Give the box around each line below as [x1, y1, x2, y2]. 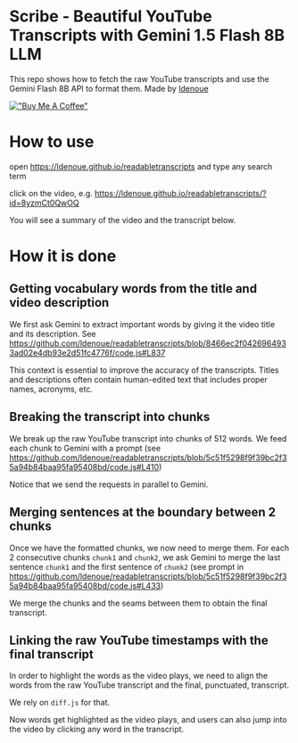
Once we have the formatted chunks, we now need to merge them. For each [9, 542, 290, 553]
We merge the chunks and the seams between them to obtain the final [9, 598, 268, 608]
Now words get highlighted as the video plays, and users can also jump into [9, 714, 287, 725]
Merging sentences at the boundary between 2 [9, 505, 277, 520]
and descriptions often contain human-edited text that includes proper [9, 374, 268, 384]
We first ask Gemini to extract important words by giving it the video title [9, 318, 275, 329]
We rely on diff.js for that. [9, 698, 111, 708]
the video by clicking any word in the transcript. [9, 724, 185, 735]
